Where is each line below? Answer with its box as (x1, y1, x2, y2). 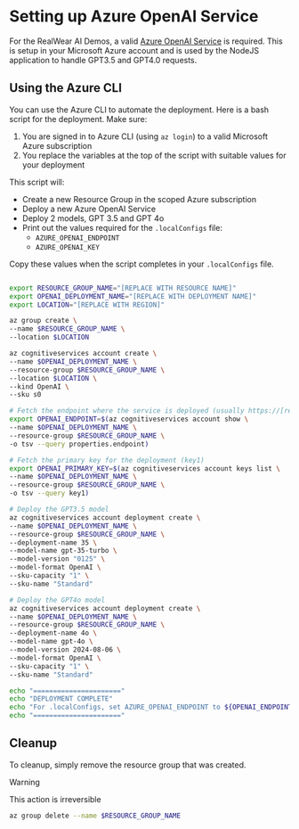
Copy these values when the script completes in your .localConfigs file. (9, 259, 274, 269)
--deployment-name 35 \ (9, 538, 98, 547)
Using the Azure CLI (9, 80, 123, 95)
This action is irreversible (9, 793, 101, 804)
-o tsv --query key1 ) (9, 488, 90, 498)
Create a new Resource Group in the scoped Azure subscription (21, 193, 256, 204)
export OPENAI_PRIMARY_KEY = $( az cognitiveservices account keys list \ (9, 464, 280, 473)
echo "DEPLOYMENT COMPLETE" (9, 694, 114, 703)
